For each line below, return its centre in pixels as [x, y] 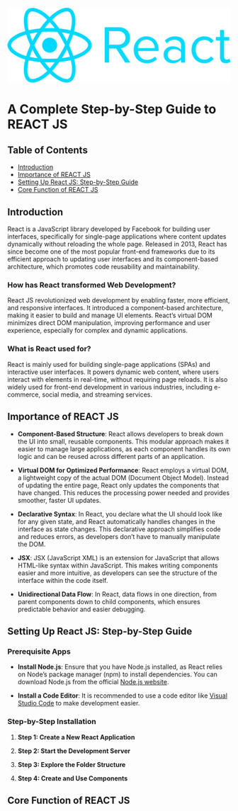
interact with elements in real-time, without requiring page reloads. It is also [118, 379]
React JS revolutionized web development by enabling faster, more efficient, [119, 300]
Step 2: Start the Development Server [74, 751]
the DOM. [32, 544]
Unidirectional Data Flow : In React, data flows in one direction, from [117, 594]
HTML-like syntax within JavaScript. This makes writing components [118, 565]
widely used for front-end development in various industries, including [110, 387]
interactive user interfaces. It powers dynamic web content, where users [113, 372]
